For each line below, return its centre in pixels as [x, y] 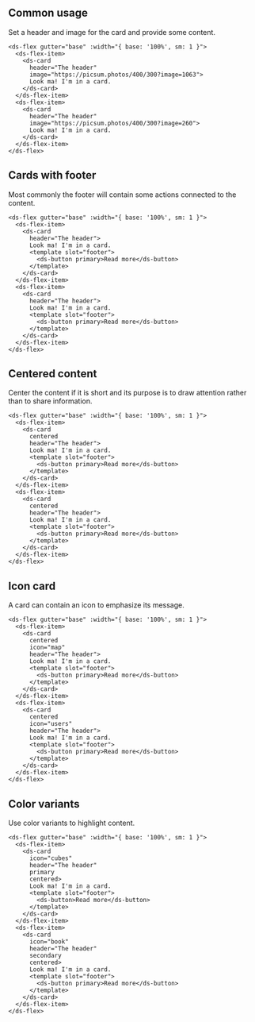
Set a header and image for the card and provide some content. [112, 32]
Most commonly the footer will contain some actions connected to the [122, 195]
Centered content [53, 374]
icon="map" [47, 648]
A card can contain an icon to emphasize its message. [96, 605]
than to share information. [50, 401]
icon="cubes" [51, 858]
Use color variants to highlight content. [72, 823]
